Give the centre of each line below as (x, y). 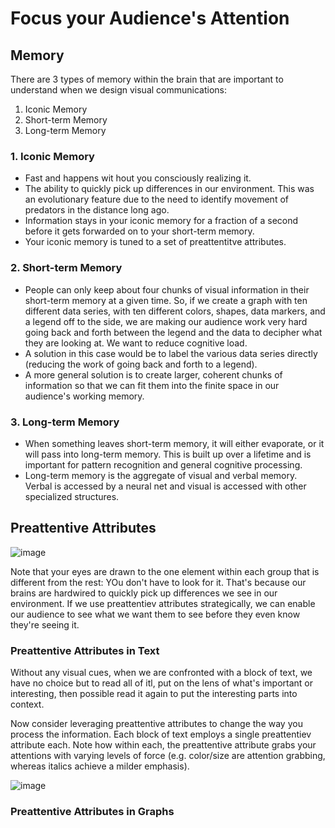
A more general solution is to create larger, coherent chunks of (153, 374)
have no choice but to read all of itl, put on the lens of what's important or (162, 683)
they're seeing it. (45, 624)
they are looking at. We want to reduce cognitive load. (136, 343)
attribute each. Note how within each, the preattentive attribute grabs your (163, 745)
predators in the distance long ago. (97, 210)
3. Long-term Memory (65, 422)
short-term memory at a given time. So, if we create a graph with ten (166, 300)
